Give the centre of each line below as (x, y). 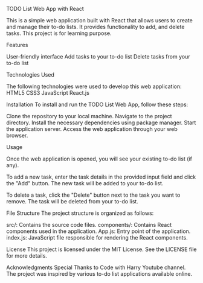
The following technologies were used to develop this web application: (94, 86)
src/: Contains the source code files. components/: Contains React (89, 225)
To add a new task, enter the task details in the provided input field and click (101, 177)
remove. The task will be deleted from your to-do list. (72, 201)
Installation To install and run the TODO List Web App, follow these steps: (97, 104)
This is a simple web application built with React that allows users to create (100, 20)
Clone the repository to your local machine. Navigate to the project (89, 116)
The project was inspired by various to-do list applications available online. (99, 274)
